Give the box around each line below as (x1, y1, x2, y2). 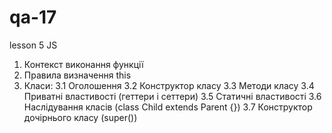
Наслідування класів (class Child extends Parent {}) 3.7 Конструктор (23, 101, 313, 113)
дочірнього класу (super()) (23, 111, 138, 123)
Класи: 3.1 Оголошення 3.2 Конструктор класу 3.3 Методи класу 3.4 (23, 79, 315, 91)
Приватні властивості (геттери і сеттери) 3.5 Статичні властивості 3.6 (23, 90, 322, 102)
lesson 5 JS (9, 39, 58, 51)
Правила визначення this (23, 69, 132, 81)
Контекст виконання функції (23, 58, 144, 70)
